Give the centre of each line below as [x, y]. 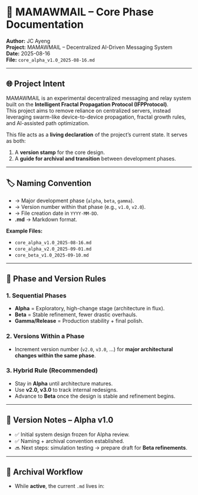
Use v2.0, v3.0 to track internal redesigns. [66, 389]
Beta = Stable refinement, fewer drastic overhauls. [76, 314]
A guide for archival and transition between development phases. [95, 158]
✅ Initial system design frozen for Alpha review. [72, 434]
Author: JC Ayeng [28, 41]
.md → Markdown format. [46, 219]
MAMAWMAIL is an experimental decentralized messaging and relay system [99, 98]
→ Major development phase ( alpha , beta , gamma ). [74, 201]
